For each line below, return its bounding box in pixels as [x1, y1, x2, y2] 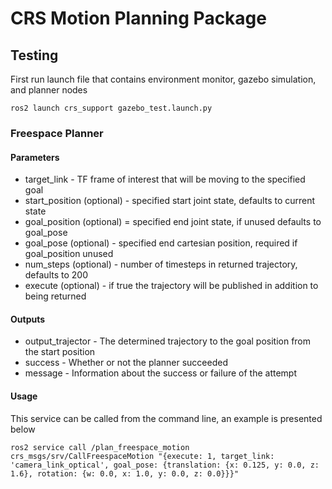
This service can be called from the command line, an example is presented [10, 412, 323, 424]
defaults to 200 [24, 269, 88, 281]
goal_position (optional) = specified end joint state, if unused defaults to [24, 216, 322, 228]
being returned [24, 290, 87, 302]
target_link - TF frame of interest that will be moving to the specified [24, 173, 306, 186]
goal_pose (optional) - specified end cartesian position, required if [24, 237, 298, 249]
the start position [24, 346, 96, 358]
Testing [10, 47, 59, 64]
